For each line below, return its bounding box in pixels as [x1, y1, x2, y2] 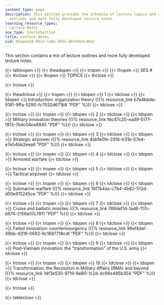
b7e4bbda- [134, 96, 157, 102]
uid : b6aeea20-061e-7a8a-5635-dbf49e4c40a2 [5, 39, 95, 44]
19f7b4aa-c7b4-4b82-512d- [91, 186, 148, 191]
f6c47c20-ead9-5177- [107, 116, 152, 122]
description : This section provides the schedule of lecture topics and [5, 12, 156, 17]
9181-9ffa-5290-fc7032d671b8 [5, 101, 67, 108]
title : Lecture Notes [5, 35, 49, 40]
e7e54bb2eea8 [5, 141, 36, 147]
